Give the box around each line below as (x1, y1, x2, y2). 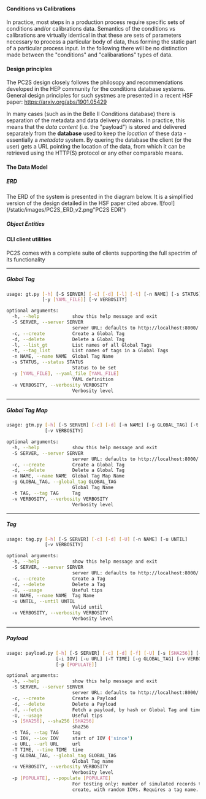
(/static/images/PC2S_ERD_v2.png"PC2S (6, 206, 110, 213)
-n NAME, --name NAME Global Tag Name (12, 353, 114, 360)
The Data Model (6, 163, 48, 171)
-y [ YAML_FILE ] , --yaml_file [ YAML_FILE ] (12, 370, 120, 377)
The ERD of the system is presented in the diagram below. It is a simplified (6, 193, 194, 200)
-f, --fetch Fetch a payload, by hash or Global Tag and (12, 706, 188, 713)
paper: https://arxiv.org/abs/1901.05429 (6, 98, 107, 106)
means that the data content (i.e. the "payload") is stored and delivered (6, 123, 187, 131)
